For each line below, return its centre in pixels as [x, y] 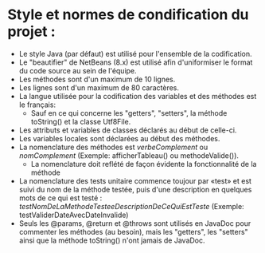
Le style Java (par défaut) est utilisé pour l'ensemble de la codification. [135, 53]
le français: [37, 105]
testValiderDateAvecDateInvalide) [74, 215]
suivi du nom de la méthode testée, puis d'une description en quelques [135, 189]
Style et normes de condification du [128, 15]
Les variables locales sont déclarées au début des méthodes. [119, 138]
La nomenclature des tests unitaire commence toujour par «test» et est [135, 180]
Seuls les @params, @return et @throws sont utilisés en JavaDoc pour [135, 223]
